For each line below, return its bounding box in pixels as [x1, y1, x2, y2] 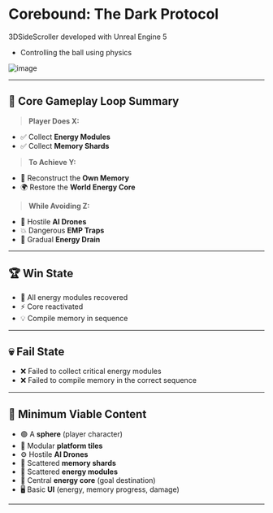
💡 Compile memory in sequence [19, 313, 128, 323]
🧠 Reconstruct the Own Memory [19, 172, 130, 183]
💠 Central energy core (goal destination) [19, 476, 156, 485]
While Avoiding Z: [28, 201, 90, 211]
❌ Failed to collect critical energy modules [19, 367, 162, 376]
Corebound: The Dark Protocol [8, 5, 219, 24]
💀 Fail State [8, 345, 65, 359]
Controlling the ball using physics [19, 47, 132, 57]
